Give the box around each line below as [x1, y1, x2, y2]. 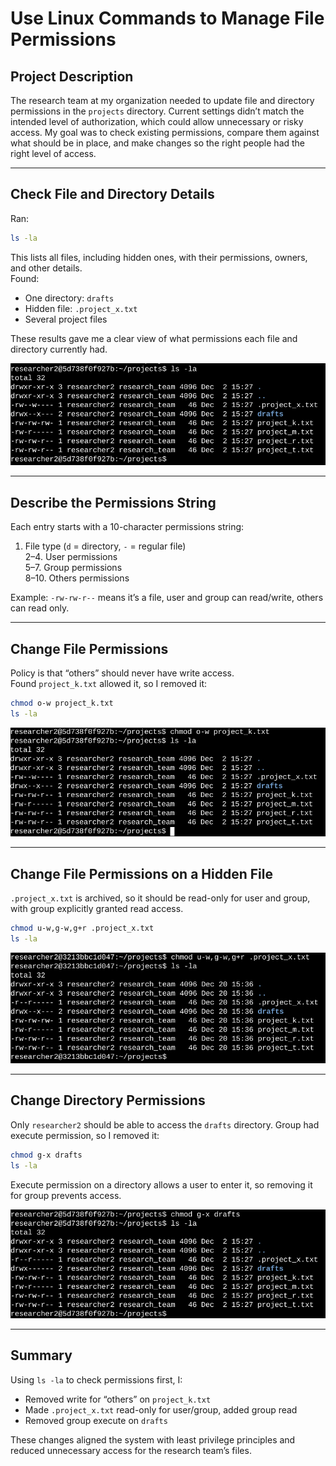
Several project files [24, 313, 108, 325]
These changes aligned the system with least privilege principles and [10, 1433, 296, 1446]
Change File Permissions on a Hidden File [10, 865, 273, 882]
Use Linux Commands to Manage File [10, 7, 325, 30]
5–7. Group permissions [24, 562, 123, 574]
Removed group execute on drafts [24, 1414, 168, 1426]
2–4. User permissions [24, 551, 118, 563]
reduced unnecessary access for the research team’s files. [10, 1444, 252, 1456]
